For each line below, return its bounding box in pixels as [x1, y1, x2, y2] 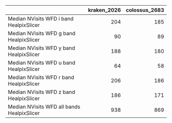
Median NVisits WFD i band [8, 15, 74, 22]
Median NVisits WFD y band [8, 44, 75, 52]
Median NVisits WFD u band [8, 59, 76, 66]
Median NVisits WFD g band [8, 30, 76, 37]
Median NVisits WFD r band [8, 74, 74, 81]
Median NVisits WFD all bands [8, 103, 81, 110]
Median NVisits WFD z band [8, 89, 75, 95]
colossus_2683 [125, 7, 164, 13]
